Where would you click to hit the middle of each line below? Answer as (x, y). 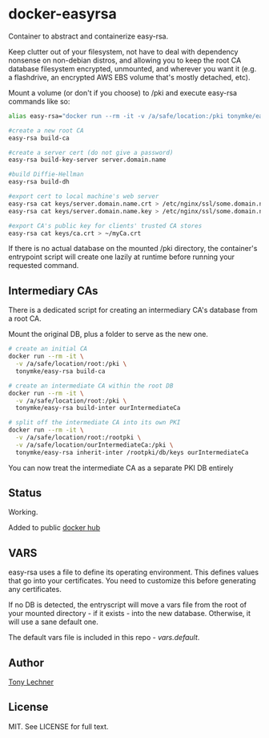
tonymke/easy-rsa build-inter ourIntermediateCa (98, 408)
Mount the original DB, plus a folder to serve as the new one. (108, 335)
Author (26, 663)
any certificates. (35, 590)
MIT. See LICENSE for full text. (58, 726)
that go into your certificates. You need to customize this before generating (132, 581)
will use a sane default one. (53, 622)
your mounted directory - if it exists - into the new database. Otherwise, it (129, 614)
